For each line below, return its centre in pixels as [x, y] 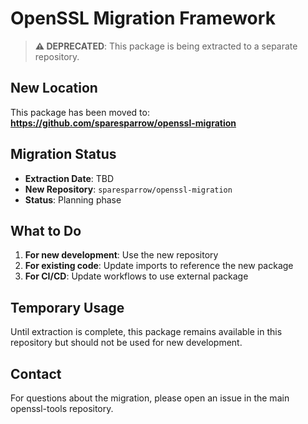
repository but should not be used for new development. [126, 343]
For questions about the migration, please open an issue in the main [150, 398]
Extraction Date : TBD [69, 178]
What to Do [46, 230]
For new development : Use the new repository [121, 255]
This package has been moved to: [80, 112]
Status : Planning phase [73, 199]
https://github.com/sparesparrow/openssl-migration [123, 123]
